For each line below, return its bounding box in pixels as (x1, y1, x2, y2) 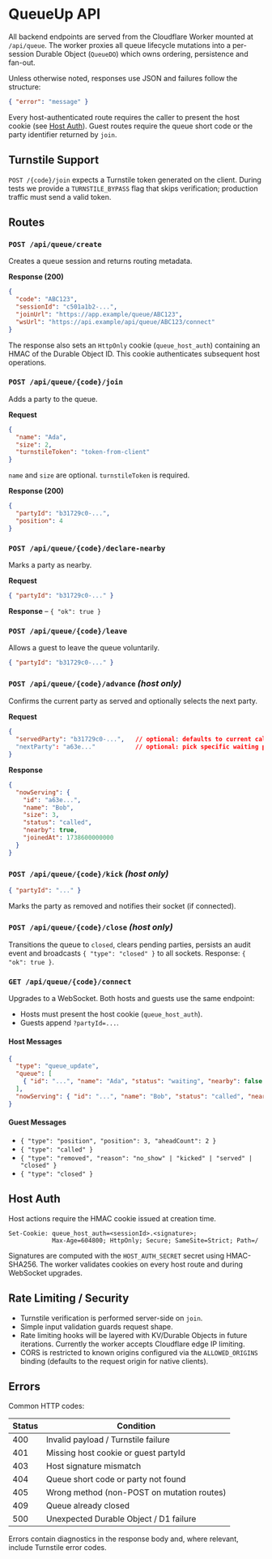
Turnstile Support (8, 153, 100, 167)
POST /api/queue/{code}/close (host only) (8, 921, 173, 932)
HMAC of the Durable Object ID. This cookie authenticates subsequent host (8, 348, 261, 358)
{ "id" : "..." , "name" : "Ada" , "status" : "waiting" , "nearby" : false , (23, 1077, 266, 1086)
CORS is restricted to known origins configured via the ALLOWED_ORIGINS (19, 1347, 258, 1357)
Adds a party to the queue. (8, 394, 98, 404)
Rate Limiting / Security (8, 1292, 130, 1306)
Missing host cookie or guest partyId (45, 1447, 186, 1458)
